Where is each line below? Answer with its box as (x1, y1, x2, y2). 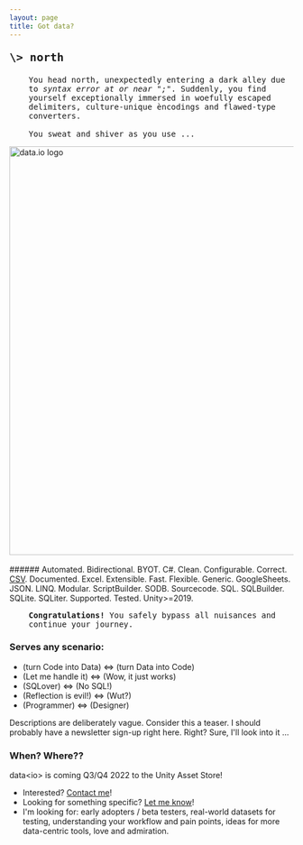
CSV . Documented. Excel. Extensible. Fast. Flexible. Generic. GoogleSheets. (9, 574, 291, 584)
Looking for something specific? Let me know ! (22, 797, 195, 808)
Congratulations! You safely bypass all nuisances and (28, 610, 277, 620)
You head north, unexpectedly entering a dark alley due (28, 74, 286, 85)
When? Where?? (9, 749, 84, 762)
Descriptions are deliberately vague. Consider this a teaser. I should (9, 717, 262, 728)
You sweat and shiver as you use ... (28, 128, 196, 139)
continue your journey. (28, 619, 133, 629)
